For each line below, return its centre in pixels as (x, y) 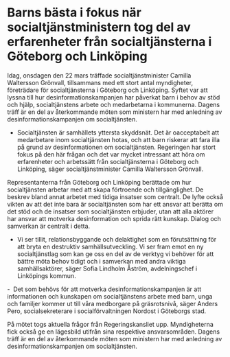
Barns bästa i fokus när (74, 13)
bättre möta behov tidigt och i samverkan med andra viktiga (102, 261)
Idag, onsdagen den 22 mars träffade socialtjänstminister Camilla (99, 75)
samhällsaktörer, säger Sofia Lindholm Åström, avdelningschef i (107, 268)
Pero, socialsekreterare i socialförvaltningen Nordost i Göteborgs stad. (107, 311)
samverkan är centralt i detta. (49, 226)
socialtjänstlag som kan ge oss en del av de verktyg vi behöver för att (115, 254)
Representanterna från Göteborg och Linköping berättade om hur (99, 182)
